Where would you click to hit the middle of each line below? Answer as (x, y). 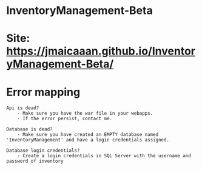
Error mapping (43, 92)
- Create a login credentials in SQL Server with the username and (104, 156)
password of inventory (35, 161)
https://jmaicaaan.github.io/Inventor (101, 51)
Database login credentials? (43, 151)
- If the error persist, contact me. (65, 119)
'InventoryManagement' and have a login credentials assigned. (88, 140)
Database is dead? (29, 129)
